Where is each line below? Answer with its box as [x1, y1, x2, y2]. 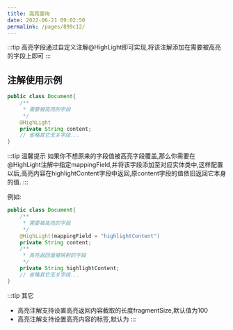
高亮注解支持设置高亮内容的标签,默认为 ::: [17, 315, 136, 323]
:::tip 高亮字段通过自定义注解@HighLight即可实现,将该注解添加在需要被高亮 [7, 43, 221, 52]
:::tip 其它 [7, 291, 34, 299]
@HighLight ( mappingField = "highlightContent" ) [19, 233, 160, 239]
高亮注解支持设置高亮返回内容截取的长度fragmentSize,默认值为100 [17, 306, 209, 314]
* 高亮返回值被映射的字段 [22, 252, 86, 259]
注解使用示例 [7, 74, 63, 86]
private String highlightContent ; [19, 265, 120, 272]
